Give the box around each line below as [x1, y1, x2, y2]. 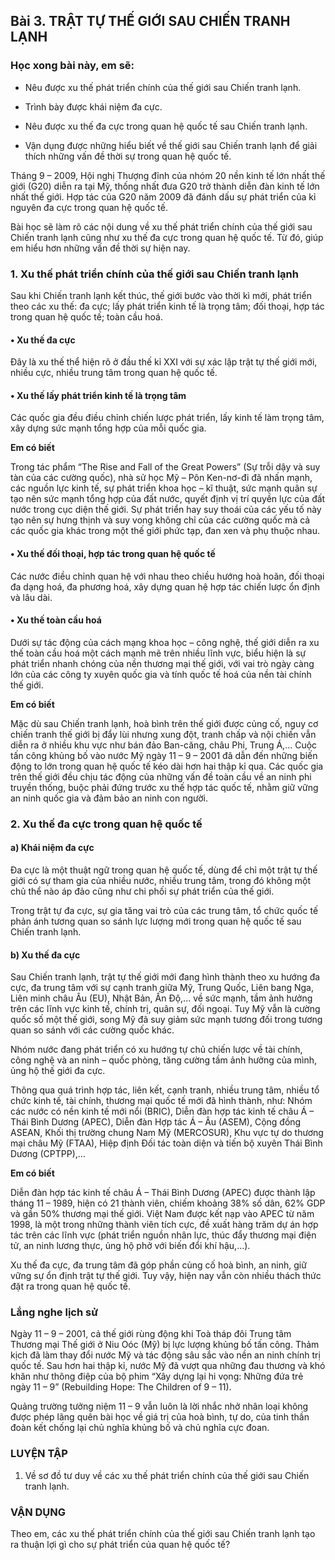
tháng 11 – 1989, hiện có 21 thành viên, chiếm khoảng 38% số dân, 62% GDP [10, 1197, 326, 1209]
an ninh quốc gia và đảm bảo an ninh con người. [10, 792, 208, 804]
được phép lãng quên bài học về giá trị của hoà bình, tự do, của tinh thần [10, 1411, 310, 1423]
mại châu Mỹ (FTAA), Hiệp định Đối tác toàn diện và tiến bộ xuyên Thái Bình [10, 1137, 323, 1149]
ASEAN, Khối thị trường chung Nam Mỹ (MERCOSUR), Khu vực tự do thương [10, 1127, 324, 1139]
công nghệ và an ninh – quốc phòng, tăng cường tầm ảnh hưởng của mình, [10, 1054, 318, 1066]
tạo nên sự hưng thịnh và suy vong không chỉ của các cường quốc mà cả [10, 514, 311, 526]
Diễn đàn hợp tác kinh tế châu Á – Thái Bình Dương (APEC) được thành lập [10, 1187, 316, 1199]
